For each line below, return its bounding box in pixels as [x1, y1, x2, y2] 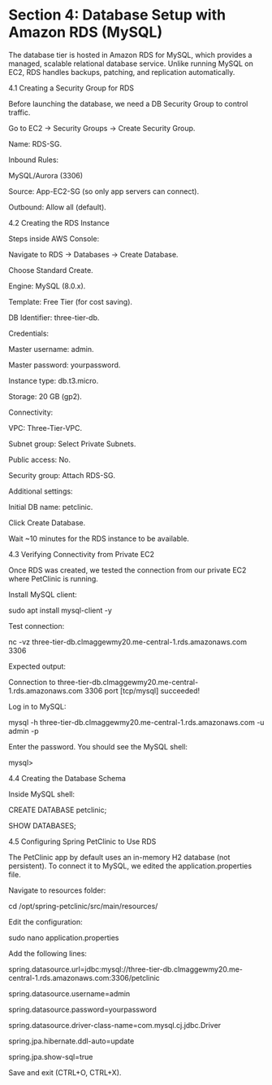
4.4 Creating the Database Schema [8, 773, 126, 783]
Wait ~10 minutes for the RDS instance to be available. [8, 534, 189, 543]
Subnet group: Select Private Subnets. [8, 438, 136, 449]
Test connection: [8, 621, 65, 630]
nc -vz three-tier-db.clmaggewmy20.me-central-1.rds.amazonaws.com [8, 637, 248, 647]
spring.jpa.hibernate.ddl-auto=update [8, 1036, 135, 1046]
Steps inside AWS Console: [8, 234, 100, 244]
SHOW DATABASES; [8, 820, 76, 830]
